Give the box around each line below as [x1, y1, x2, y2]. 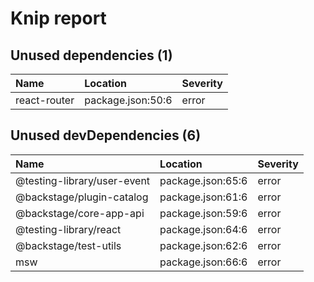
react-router [15, 93, 75, 107]
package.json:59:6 [159, 206, 248, 220]
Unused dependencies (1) [10, 47, 173, 64]
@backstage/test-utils [15, 238, 122, 252]
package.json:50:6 [84, 93, 173, 107]
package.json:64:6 [159, 222, 248, 236]
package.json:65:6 [159, 173, 248, 187]
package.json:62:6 [159, 238, 248, 252]
